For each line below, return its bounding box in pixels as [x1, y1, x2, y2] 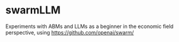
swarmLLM [5, 3, 61, 17]
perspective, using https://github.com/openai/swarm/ [5, 29, 134, 36]
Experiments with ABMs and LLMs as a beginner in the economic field [5, 23, 174, 30]
